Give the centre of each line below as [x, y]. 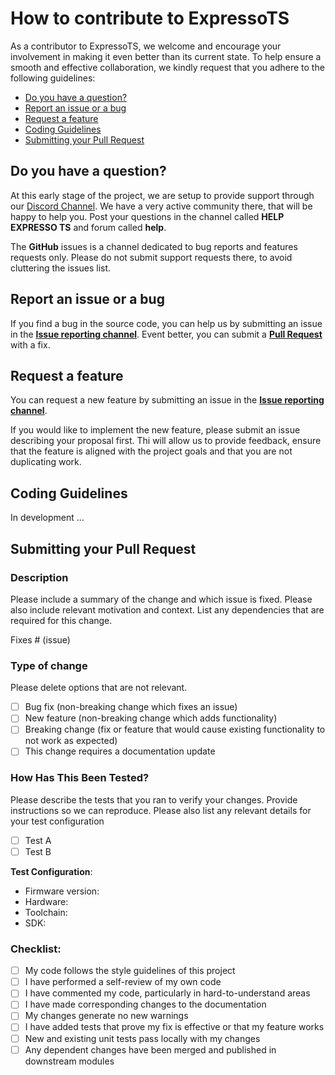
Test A [38, 840]
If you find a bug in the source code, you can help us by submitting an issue [166, 323]
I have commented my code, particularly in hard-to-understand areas [167, 993]
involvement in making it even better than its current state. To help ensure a [166, 56]
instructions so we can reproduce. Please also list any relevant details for [161, 810]
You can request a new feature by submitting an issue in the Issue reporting [167, 400]
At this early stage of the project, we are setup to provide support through [162, 195]
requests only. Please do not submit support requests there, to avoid [151, 257]
